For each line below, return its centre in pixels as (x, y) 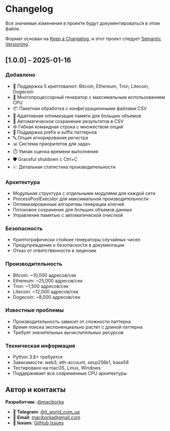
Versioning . (17, 44)
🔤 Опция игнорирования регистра (50, 137)
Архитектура (23, 182)
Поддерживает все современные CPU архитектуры (70, 373)
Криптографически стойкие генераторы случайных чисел (76, 240)
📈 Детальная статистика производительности (64, 167)
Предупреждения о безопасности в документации (69, 245)
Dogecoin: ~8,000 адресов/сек (46, 297)
